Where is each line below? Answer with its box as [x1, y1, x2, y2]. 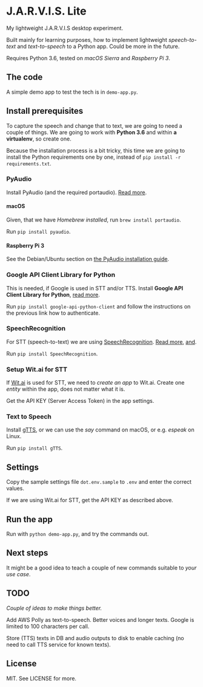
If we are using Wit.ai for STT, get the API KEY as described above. [6, 497, 174, 504]
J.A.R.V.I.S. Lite [6, 4, 87, 18]
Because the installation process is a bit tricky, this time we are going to [6, 147, 185, 154]
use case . [6, 570, 31, 577]
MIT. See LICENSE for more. [6, 674, 77, 682]
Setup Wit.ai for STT [6, 365, 68, 374]
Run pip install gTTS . [6, 444, 63, 452]
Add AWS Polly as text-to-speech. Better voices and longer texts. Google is [6, 616, 195, 623]
